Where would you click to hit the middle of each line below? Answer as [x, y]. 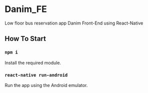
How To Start [25, 39]
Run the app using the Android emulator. [46, 85]
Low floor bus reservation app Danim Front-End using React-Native [74, 23]
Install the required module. [33, 62]
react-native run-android [36, 75]
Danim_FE [26, 9]
